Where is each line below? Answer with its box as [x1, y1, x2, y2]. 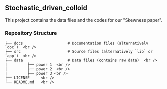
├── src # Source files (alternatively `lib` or [5, 49, 153, 54]
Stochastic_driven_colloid [5, 4, 88, 12]
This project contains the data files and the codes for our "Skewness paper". [5, 17, 163, 23]
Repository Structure [5, 29, 57, 36]
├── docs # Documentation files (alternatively [5, 41, 149, 46]
